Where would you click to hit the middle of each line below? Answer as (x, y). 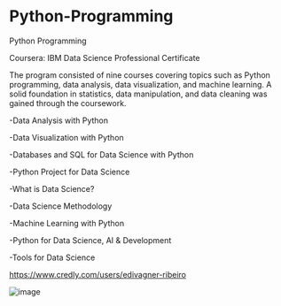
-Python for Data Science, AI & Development (90, 240)
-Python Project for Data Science (70, 172)
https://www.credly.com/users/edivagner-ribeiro (98, 274)
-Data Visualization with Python (66, 137)
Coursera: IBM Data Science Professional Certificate (105, 57)
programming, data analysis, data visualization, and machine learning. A (140, 84)
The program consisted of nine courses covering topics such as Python (140, 75)
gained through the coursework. (68, 103)
